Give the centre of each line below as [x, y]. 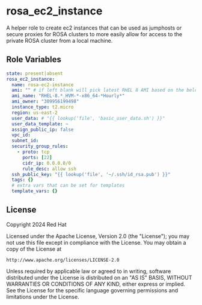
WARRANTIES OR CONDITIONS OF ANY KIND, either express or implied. [96, 284]
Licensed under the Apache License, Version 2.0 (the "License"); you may [98, 236]
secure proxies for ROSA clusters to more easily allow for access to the [94, 34]
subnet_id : [25, 141]
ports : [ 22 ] [37, 157]
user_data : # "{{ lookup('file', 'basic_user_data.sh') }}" [88, 118]
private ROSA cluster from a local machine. [60, 40]
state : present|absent [35, 74]
